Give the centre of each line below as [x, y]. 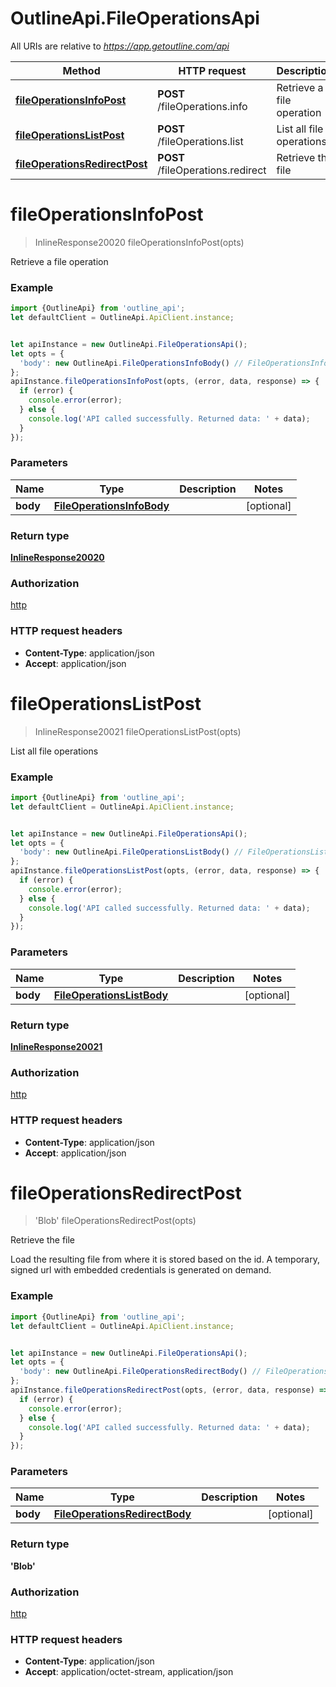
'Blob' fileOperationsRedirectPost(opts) [115, 1221]
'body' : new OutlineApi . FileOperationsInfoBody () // [131, 363]
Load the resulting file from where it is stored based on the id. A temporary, [165, 1259]
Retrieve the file [43, 1240]
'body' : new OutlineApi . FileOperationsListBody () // [131, 852]
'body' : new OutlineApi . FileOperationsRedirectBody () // [140, 1372]
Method [81, 70]
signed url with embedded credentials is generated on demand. [141, 1270]
